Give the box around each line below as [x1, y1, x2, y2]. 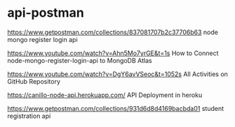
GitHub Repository [7, 77, 61, 85]
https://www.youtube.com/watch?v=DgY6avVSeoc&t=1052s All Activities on [7, 70, 228, 78]
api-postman [7, 5, 84, 21]
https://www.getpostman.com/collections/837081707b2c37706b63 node [7, 28, 219, 36]
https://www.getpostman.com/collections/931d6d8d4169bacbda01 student [7, 104, 224, 112]
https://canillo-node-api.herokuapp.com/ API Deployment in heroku [7, 91, 203, 99]
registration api [7, 112, 51, 120]
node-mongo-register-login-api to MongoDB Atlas [7, 56, 152, 64]
